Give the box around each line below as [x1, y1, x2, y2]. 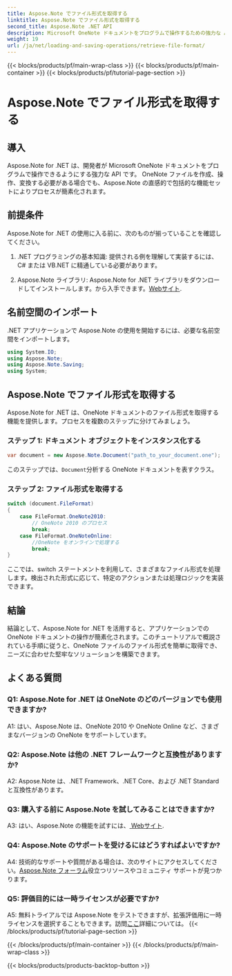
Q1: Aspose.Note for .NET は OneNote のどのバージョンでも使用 [7, 695, 222, 705]
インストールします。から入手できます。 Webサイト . [35, 284, 182, 292]
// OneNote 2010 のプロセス [32, 519, 108, 527]
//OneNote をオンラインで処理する [32, 539, 119, 546]
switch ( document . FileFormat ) [7, 500, 95, 508]
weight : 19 [7, 36, 39, 43]
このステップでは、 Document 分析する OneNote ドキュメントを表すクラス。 [7, 466, 218, 474]
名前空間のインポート [7, 307, 98, 318]
